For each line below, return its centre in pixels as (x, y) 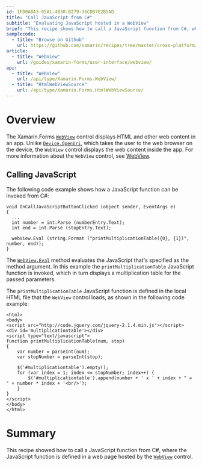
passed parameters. (31, 279)
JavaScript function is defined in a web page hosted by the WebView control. (100, 456)
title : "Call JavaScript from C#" (50, 17)
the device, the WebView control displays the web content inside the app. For (100, 149)
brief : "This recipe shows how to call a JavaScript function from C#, (98, 29)
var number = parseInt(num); (54, 352)
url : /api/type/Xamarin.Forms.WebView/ (67, 79)
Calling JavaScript (41, 175)
